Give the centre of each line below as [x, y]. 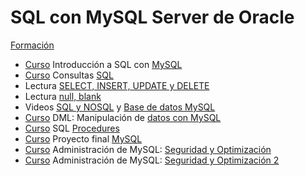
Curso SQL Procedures [72, 128]
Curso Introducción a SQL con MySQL [103, 64]
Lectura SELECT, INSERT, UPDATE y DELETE [117, 85]
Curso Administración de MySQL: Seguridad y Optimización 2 [152, 160]
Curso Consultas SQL [69, 75]
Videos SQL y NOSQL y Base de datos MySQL [120, 107]
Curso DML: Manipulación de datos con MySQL [123, 117]
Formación [32, 45]
